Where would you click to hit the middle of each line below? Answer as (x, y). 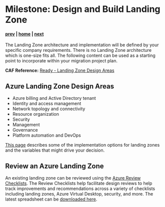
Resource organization (35, 114)
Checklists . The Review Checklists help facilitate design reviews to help (79, 184)
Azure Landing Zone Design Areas (59, 86)
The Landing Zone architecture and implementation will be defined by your (82, 45)
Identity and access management (47, 104)
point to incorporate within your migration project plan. (61, 61)
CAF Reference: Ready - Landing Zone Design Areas (60, 70)
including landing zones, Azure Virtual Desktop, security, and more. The (79, 194)
